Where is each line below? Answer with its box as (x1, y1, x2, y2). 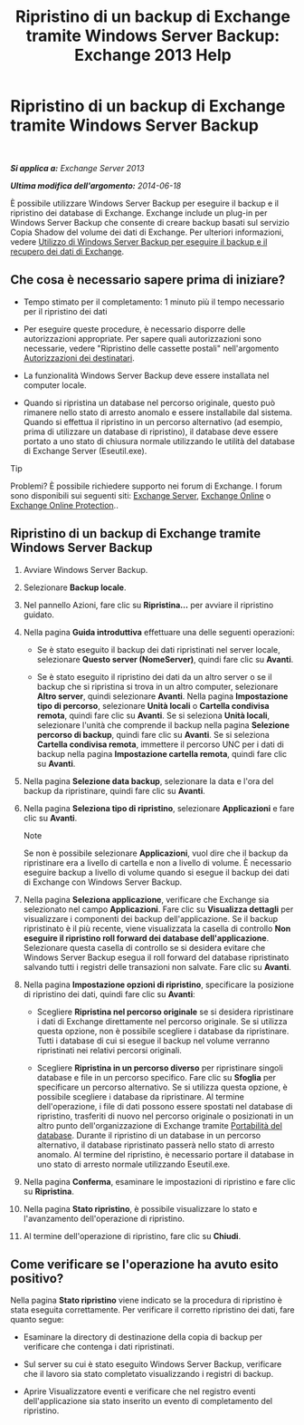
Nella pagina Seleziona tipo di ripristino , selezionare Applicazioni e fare (23, 802, 295, 813)
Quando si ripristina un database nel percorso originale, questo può (23, 397, 275, 408)
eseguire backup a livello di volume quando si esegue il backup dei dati (23, 867, 290, 877)
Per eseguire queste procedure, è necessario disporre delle (23, 324, 246, 334)
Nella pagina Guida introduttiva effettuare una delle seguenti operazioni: (23, 626, 295, 637)
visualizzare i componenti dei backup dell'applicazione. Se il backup (23, 913, 279, 924)
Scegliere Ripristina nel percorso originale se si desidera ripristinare (36, 1006, 294, 1017)
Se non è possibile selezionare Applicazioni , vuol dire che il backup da (23, 848, 289, 858)
